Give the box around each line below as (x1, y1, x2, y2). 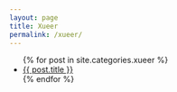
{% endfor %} (22, 74, 75, 85)
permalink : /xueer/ (9, 30, 83, 39)
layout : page (9, 13, 59, 23)
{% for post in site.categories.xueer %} (22, 55, 169, 66)
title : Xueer (9, 22, 59, 31)
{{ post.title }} (22, 64, 74, 75)
